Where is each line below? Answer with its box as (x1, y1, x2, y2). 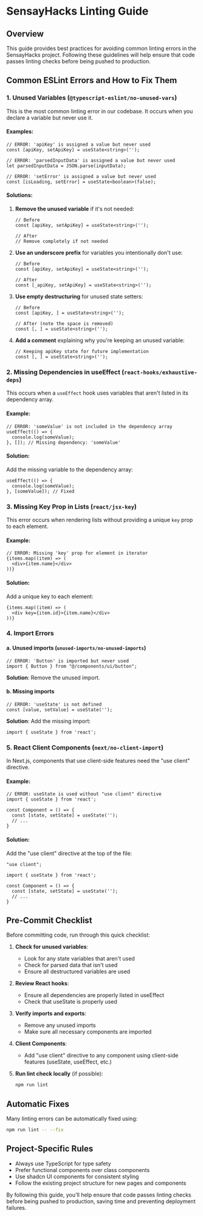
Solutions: (6, 191, 33, 199)
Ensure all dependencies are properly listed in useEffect (24, 992, 165, 999)
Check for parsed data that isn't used (24, 962, 118, 969)
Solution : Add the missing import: (6, 717, 91, 724)
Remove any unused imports (24, 1021, 96, 1029)
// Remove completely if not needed (15, 238, 108, 245)
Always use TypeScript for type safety (15, 1160, 111, 1167)
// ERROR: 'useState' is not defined (6, 701, 102, 707)
